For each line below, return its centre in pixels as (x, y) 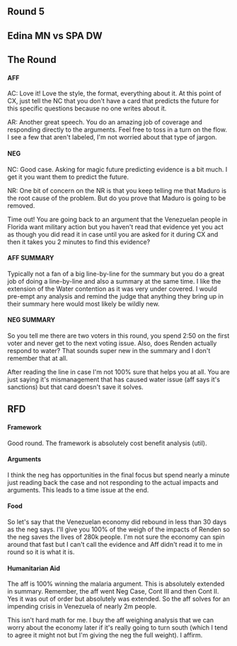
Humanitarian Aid (34, 568)
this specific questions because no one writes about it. (87, 108)
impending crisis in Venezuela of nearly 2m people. (82, 606)
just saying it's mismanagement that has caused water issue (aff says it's (114, 379)
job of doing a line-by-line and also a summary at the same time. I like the (114, 281)
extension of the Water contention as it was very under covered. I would (112, 289)
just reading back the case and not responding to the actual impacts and (113, 482)
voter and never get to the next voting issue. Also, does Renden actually (112, 343)
